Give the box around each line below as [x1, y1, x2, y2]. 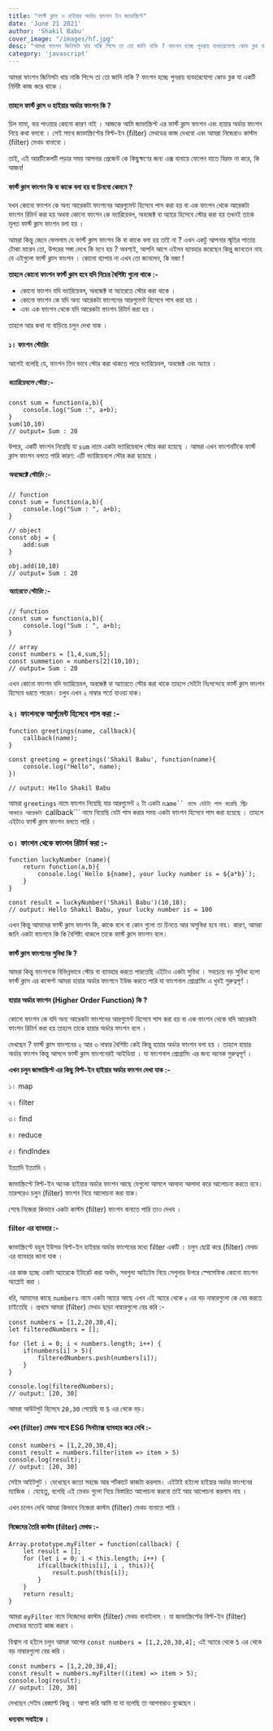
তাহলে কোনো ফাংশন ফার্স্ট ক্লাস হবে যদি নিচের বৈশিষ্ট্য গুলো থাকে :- [8, 270, 158, 279]
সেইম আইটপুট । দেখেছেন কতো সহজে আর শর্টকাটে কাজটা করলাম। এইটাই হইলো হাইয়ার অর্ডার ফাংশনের [8, 1477, 253, 1487]
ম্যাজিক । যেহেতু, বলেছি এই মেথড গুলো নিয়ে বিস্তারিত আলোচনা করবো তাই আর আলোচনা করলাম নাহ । [8, 1486, 248, 1496]
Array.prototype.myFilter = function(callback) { [8, 1540, 180, 1549]
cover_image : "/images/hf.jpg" [8, 34, 115, 43]
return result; [23, 1590, 75, 1598]
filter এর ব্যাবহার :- [8, 1223, 59, 1234]
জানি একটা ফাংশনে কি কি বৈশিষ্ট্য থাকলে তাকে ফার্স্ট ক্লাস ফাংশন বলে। [8, 929, 168, 939]
